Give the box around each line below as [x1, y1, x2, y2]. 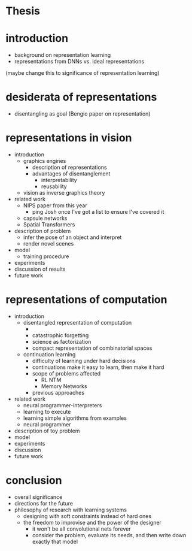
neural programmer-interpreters [23, 401, 102, 408]
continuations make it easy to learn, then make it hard [32, 364, 164, 371]
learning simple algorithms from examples [23, 414, 127, 422]
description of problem [14, 228, 71, 234]
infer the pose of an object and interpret [23, 234, 122, 241]
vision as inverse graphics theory [23, 189, 105, 196]
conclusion [5, 474, 62, 488]
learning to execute [23, 408, 71, 415]
